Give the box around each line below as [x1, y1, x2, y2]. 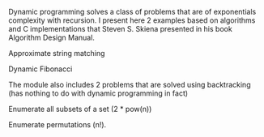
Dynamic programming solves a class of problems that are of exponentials [8, 7, 257, 16]
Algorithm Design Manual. [8, 32, 96, 42]
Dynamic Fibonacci [8, 64, 73, 74]
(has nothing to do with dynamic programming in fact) [8, 88, 189, 98]
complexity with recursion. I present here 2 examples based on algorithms [8, 15, 256, 25]
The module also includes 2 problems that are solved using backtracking [8, 80, 251, 89]
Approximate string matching [8, 49, 105, 58]
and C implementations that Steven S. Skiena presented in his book [8, 24, 232, 33]
